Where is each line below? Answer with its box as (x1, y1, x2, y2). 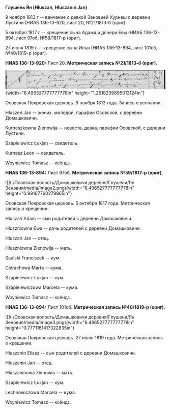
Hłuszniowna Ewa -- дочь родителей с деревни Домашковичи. (5, 225, 141, 231)
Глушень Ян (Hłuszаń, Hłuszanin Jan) (5, 5, 88, 10)
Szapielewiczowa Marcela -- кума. (5, 284, 79, 290)
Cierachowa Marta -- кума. (5, 265, 63, 271)
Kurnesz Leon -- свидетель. (5, 150, 65, 156)
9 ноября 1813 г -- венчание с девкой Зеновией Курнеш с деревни (5, 14, 151, 20)
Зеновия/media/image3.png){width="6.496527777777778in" (5, 319, 134, 326)
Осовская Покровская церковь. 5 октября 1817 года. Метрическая (5, 200, 150, 207)
